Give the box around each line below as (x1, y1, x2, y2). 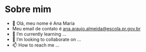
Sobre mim (5, 4, 51, 15)
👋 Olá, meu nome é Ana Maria (12, 20, 75, 26)
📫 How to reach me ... (12, 42, 60, 48)
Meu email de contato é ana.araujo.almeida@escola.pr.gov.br (12, 25, 141, 31)
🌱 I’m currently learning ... (12, 31, 67, 37)
